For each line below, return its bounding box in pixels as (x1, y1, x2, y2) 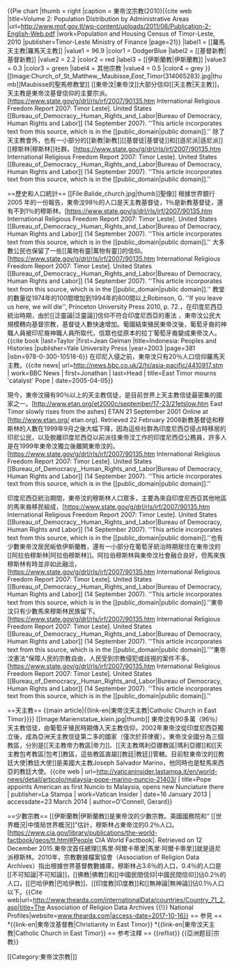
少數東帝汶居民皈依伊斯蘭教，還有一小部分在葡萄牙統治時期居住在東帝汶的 (7, 542, 221, 551)
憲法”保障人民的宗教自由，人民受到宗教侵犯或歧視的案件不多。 (13, 654, 194, 663)
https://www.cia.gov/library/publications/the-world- (9, 828, 158, 837)
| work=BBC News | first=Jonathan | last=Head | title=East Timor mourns (7, 369, 217, 377)
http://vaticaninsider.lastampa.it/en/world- (96, 767, 218, 775)
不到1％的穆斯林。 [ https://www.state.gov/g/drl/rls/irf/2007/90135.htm (13, 207, 213, 215)
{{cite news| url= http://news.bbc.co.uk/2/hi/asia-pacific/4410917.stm (25, 361, 224, 369)
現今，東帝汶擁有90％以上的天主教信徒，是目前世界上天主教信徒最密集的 (7, 391, 217, 399)
